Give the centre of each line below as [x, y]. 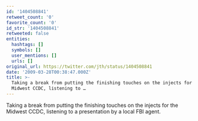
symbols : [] [26, 50]
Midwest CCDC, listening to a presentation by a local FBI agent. [84, 111]
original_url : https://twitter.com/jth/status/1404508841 [79, 66]
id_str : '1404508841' [33, 28]
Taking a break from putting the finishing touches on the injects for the [92, 105]
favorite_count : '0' [32, 22]
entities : [18, 39]
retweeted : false [28, 34]
